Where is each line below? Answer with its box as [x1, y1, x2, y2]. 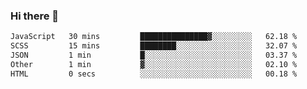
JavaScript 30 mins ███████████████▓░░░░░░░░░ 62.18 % [10, 32, 298, 42]
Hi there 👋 [10, 9, 60, 23]
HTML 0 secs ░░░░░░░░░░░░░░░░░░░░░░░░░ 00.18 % [10, 69, 298, 79]
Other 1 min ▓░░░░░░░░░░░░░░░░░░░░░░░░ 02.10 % [10, 59, 298, 69]
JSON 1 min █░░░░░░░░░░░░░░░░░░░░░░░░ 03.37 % [10, 50, 298, 61]
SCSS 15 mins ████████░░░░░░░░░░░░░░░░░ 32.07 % [10, 41, 298, 51]
